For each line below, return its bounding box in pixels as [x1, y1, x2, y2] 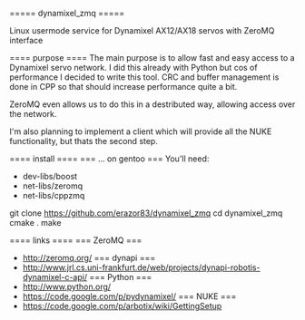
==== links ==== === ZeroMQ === [9, 235, 143, 246]
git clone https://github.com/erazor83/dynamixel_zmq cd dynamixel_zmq [9, 208, 283, 218]
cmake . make [9, 218, 62, 228]
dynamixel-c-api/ [22, 272, 88, 282]
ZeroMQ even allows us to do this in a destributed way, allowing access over [9, 99, 296, 110]
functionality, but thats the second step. [9, 136, 159, 146]
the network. [9, 109, 57, 119]
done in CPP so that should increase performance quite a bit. [9, 82, 238, 92]
